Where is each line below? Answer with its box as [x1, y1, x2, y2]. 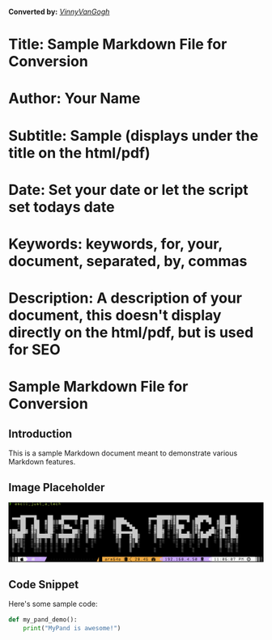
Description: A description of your [8, 289, 243, 307]
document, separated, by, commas [8, 252, 248, 270]
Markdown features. [8, 457, 76, 467]
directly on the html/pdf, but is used [8, 324, 254, 342]
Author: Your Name [8, 89, 141, 108]
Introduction [8, 426, 73, 440]
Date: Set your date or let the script [8, 180, 249, 199]
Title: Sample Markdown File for [8, 36, 227, 53]
